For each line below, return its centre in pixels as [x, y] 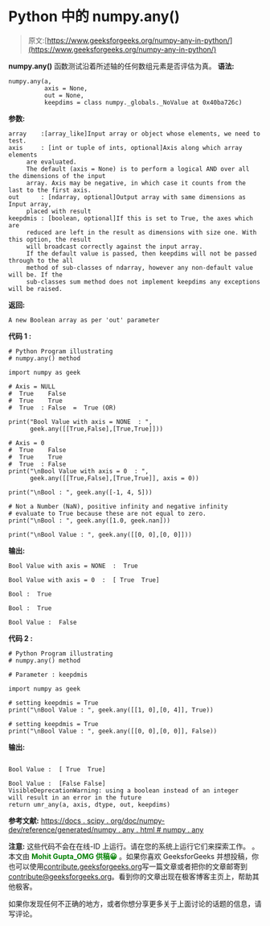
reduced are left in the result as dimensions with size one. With [141, 232]
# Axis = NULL [32, 386]
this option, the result [50, 239]
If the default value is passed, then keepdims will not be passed [141, 253]
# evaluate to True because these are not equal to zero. [107, 513]
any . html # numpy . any [163, 829]
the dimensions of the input [57, 176]
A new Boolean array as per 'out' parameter [84, 320]
